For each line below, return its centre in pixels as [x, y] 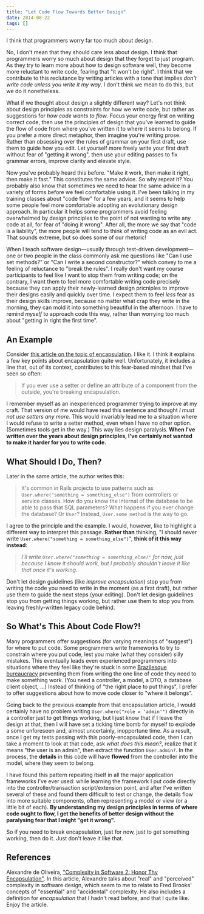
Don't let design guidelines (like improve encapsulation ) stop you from [94, 581]
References [29, 858]
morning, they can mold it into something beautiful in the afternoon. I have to [102, 307]
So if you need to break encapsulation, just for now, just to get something [98, 832]
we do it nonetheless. [33, 91]
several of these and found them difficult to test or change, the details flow [100, 794]
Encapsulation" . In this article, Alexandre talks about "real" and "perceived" [100, 878]
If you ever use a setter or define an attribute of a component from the [109, 385]
